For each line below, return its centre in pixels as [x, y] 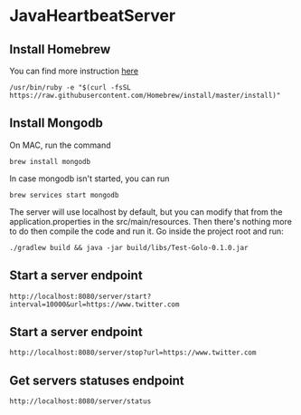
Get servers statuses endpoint [97, 380]
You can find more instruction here [74, 71]
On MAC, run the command [60, 145]
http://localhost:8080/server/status [80, 401]
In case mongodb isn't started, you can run [89, 179]
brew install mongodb [50, 161]
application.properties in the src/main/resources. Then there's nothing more [150, 221]
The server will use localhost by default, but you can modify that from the [146, 212]
